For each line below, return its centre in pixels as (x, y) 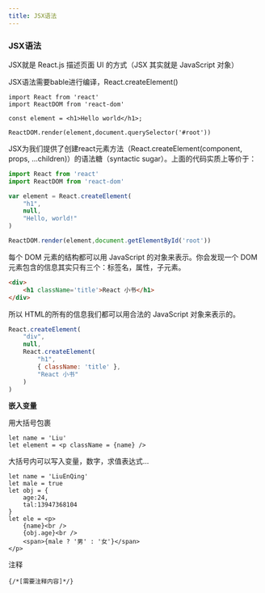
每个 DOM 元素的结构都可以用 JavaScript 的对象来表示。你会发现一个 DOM (133, 257)
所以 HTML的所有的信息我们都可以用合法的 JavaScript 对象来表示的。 (124, 314)
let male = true (36, 484)
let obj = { (28, 491)
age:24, (36, 498)
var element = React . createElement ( (70, 196)
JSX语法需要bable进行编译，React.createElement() (93, 82)
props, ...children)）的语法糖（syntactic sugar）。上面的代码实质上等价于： (132, 158)
